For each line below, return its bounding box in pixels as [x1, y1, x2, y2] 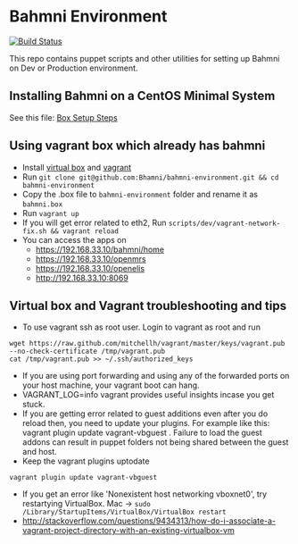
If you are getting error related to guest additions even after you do [21, 408, 269, 419]
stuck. [21, 399, 46, 410]
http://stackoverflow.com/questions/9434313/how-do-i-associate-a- [21, 515, 277, 526]
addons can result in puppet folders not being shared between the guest [21, 437, 289, 448]
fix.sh [21, 226, 47, 236]
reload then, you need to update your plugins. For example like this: [21, 418, 270, 429]
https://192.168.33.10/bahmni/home [35, 244, 165, 255]
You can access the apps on [21, 234, 127, 245]
